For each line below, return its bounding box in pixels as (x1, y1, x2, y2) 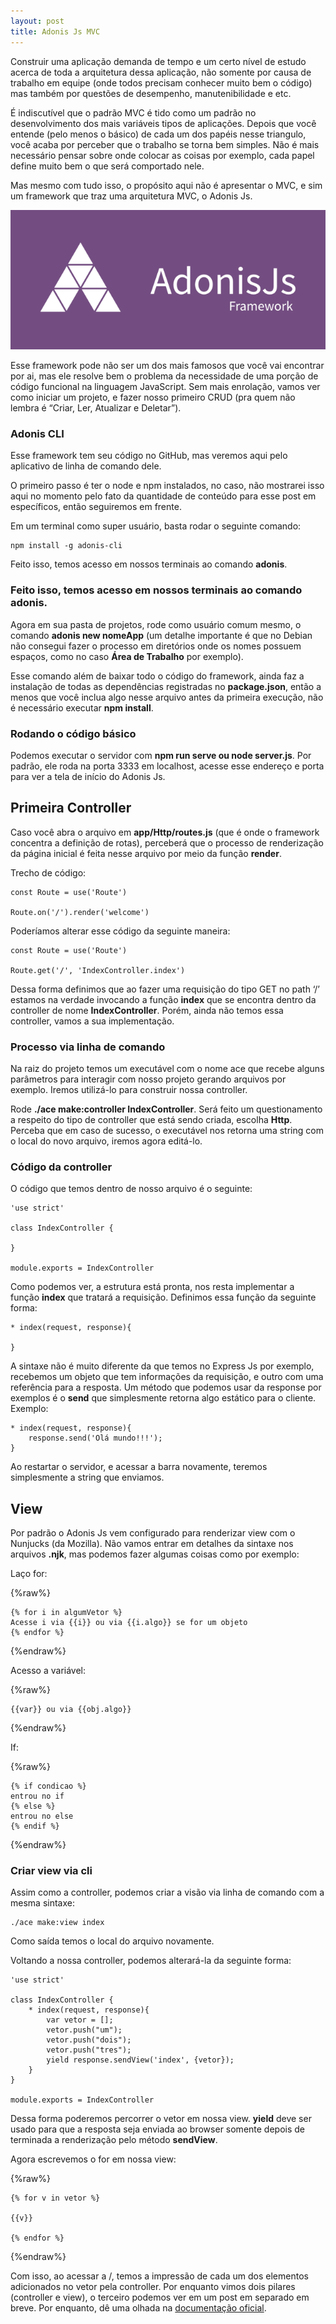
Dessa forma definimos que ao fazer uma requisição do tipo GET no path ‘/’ (10, 983, 320, 995)
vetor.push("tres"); (46, 2045, 132, 2055)
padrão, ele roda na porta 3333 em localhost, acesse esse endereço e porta (10, 760, 325, 772)
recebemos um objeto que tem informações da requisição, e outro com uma (10, 1371, 324, 1383)
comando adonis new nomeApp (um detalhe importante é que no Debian (10, 629, 313, 641)
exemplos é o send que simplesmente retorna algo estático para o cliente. (10, 1392, 317, 1404)
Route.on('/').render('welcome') (10, 907, 150, 917)
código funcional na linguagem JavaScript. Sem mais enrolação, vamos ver (10, 381, 321, 393)
